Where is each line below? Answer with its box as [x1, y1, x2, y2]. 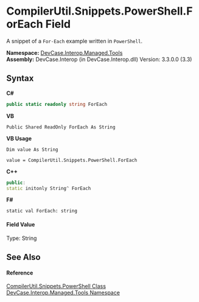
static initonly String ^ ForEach [6, 185, 91, 191]
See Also [6, 251, 41, 262]
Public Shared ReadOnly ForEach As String [6, 124, 116, 130]
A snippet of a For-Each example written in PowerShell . [6, 37, 143, 44]
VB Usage [6, 135, 32, 142]
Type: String [6, 234, 37, 242]
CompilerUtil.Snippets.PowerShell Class [6, 283, 106, 290]
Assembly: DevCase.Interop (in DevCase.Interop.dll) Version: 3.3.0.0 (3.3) [6, 55, 192, 63]
